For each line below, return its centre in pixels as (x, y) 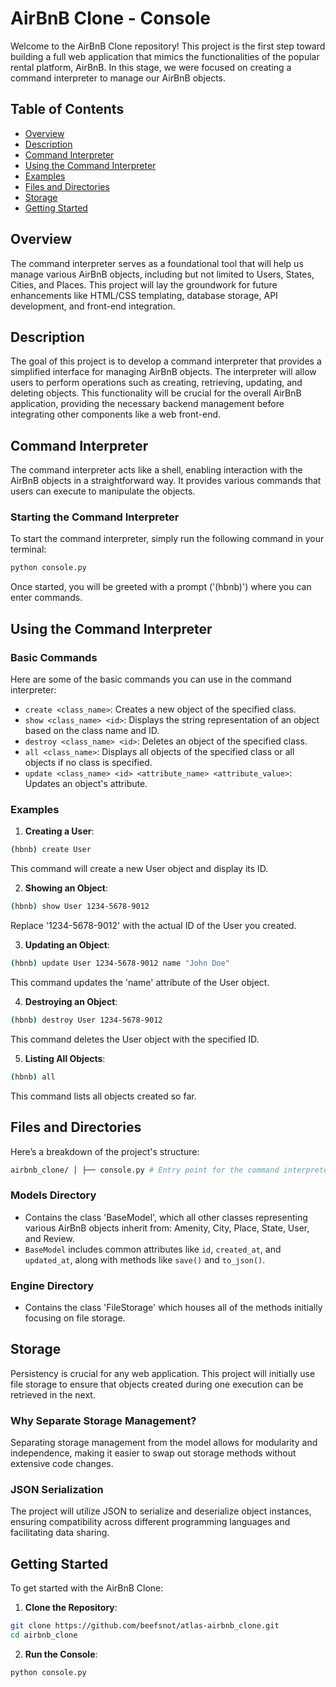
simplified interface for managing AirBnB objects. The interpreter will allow (163, 372)
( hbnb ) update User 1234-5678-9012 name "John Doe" (120, 963)
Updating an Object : (67, 945)
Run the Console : (61, 1654)
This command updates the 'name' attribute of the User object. (140, 982)
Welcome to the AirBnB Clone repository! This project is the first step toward (168, 46)
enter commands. (46, 598)
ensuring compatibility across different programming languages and (150, 1522)
